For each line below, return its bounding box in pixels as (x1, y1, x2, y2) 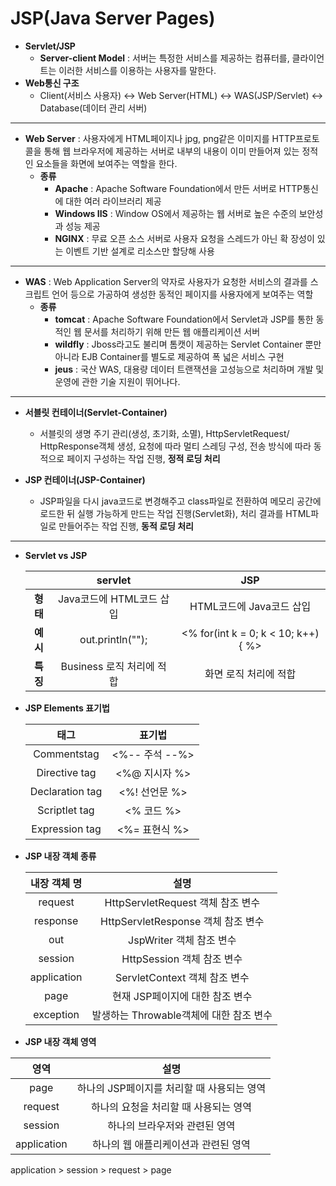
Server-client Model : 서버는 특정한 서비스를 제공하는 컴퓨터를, (39, 52, 290, 64)
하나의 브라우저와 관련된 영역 (107, 1118, 236, 1132)
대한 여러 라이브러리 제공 (65, 195, 162, 207)
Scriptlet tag (37, 803, 95, 817)
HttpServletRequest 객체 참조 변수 (104, 895, 261, 909)
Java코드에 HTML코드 (57, 592, 158, 606)
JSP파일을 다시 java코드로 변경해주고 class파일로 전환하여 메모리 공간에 (39, 495, 322, 507)
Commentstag (33, 747, 100, 761)
